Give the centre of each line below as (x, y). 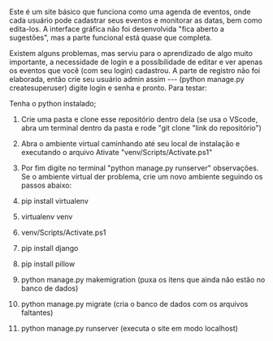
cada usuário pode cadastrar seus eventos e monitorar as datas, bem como (136, 20)
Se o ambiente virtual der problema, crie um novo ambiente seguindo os (142, 177)
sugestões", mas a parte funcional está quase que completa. (110, 37)
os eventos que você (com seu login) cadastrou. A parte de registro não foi (135, 71)
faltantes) (37, 313)
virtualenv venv (47, 217)
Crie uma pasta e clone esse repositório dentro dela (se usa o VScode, (139, 119)
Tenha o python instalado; (53, 104)
